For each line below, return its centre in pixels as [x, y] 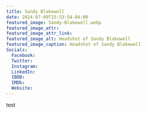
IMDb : [18, 83]
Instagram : [25, 66]
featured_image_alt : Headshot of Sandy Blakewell [68, 39]
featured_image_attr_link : [39, 34]
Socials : [17, 50]
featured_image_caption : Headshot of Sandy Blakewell [74, 45]
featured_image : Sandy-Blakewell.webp [54, 22]
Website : [22, 88]
